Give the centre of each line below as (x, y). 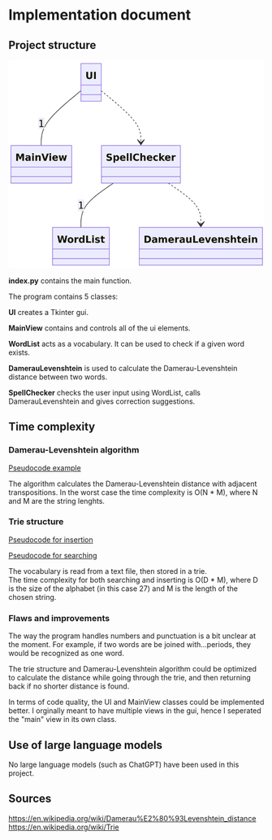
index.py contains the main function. (70, 280)
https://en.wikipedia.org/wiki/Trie (64, 827)
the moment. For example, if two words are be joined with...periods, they (130, 645)
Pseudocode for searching (53, 555)
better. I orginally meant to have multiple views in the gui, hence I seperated (135, 711)
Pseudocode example (45, 468)
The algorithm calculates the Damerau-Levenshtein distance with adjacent (133, 483)
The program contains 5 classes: (63, 296)
